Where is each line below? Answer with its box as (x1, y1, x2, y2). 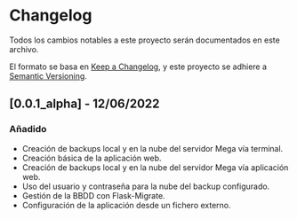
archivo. (9, 43, 39, 54)
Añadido (9, 123, 47, 136)
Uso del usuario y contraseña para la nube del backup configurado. (21, 181, 270, 192)
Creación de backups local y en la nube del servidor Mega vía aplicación (21, 161, 289, 173)
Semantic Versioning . (9, 70, 87, 81)
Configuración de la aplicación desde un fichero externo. (21, 199, 231, 210)
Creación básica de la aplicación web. (21, 153, 162, 163)
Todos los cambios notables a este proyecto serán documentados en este (9, 35, 280, 45)
